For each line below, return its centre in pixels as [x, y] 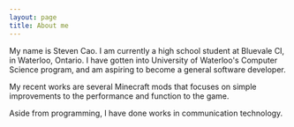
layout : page [33, 17]
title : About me [39, 26]
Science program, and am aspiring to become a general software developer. [147, 69]
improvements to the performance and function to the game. [119, 96]
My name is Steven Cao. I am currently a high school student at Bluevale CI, [147, 50]
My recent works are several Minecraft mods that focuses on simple [133, 86]
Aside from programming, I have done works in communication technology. [146, 113]
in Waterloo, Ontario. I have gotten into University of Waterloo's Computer [143, 60]
